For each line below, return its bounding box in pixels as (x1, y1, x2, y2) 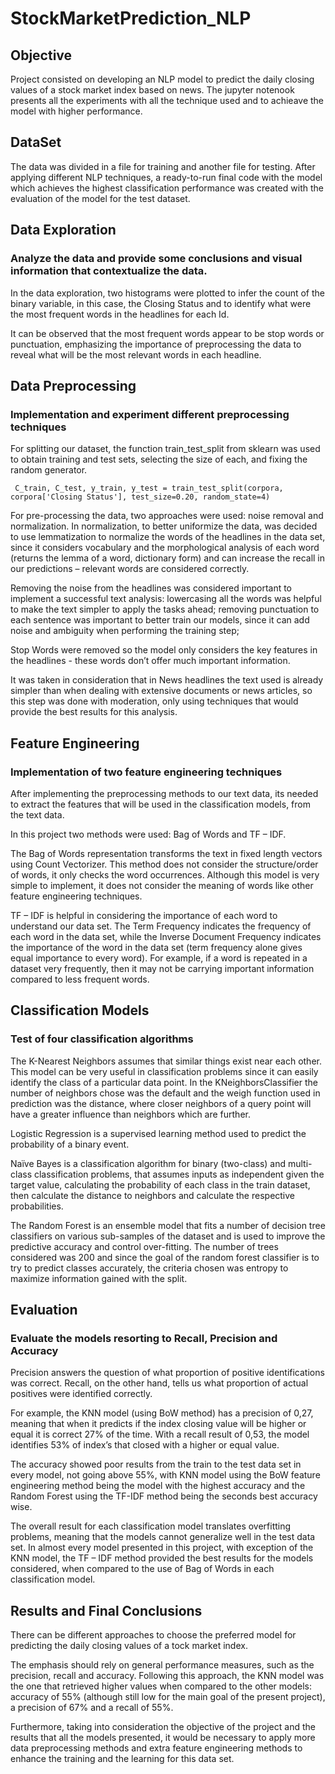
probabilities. (10, 1200, 64, 1212)
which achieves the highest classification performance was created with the (10, 182, 324, 194)
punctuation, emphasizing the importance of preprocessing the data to (10, 338, 302, 350)
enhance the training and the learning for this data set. (10, 1753, 235, 1765)
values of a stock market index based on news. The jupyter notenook (10, 84, 295, 96)
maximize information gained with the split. (10, 1272, 188, 1284)
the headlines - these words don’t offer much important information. (10, 655, 291, 667)
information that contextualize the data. (10, 264, 208, 278)
